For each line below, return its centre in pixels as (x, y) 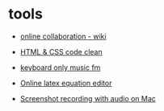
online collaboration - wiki (63, 36)
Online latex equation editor (66, 83)
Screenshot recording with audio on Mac (88, 98)
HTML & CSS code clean (61, 51)
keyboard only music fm (60, 67)
